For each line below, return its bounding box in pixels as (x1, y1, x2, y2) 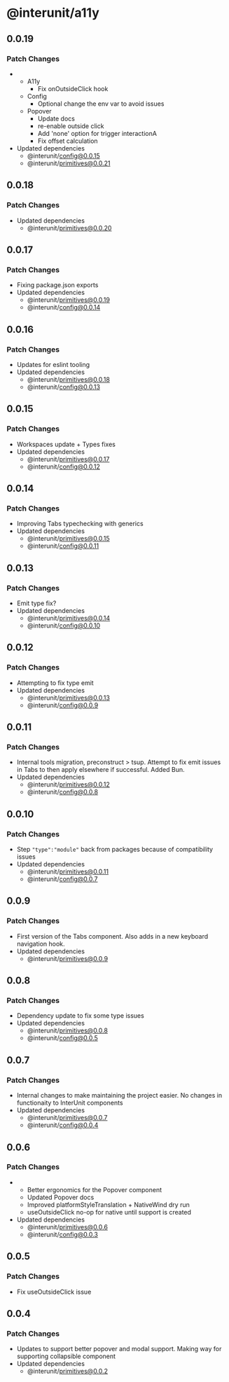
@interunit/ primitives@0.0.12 (27, 780, 110, 789)
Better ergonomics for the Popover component (27, 1185, 162, 1194)
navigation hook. (16, 939, 65, 948)
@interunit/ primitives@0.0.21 (27, 159, 111, 167)
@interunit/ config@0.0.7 (27, 875, 98, 883)
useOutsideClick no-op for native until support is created (27, 1208, 192, 1216)
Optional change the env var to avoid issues (37, 99, 165, 108)
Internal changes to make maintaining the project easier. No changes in (16, 1091, 222, 1100)
